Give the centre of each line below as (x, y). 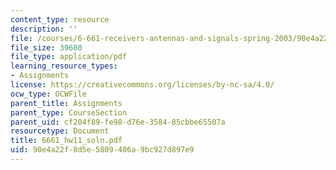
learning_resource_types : (64, 66)
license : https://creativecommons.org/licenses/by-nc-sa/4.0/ (142, 85)
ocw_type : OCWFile (48, 94)
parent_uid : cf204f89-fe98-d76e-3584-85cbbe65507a (118, 122)
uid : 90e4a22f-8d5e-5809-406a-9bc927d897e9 (102, 150)
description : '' (44, 29)
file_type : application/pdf (69, 57)
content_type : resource (60, 19)
